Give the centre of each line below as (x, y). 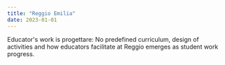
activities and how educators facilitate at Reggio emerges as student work (113, 47)
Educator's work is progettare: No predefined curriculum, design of (103, 39)
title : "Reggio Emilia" (42, 13)
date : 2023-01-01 (32, 20)
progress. (21, 54)
